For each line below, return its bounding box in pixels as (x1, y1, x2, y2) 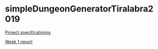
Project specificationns (5, 29, 51, 35)
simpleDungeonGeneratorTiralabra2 (5, 3, 154, 14)
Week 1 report (5, 38, 33, 44)
